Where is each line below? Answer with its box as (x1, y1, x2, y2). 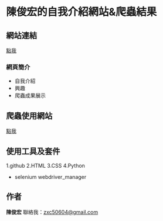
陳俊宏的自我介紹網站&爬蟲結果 (6, 5, 157, 19)
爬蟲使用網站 (6, 110, 53, 120)
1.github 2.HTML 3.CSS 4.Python (6, 162, 85, 169)
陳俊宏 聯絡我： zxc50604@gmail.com (6, 208, 99, 215)
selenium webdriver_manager (14, 173, 87, 180)
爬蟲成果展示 (14, 92, 46, 99)
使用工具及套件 (6, 146, 60, 156)
